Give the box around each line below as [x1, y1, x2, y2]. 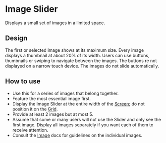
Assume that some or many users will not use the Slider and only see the [12, 116, 161, 122]
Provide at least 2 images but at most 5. [12, 111, 94, 117]
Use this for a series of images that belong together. [12, 90, 119, 96]
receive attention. [12, 127, 49, 133]
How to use [5, 77, 41, 86]
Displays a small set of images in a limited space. [5, 20, 106, 26]
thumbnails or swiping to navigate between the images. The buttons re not [5, 58, 157, 64]
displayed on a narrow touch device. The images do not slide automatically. [5, 63, 160, 69]
